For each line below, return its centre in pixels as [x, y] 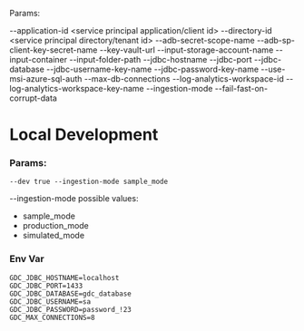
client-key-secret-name [54, 50]
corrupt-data [33, 98]
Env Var [27, 259]
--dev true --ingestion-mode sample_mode [89, 182]
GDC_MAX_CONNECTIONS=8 [52, 317]
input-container [39, 59]
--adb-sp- [276, 40]
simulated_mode [53, 236]
